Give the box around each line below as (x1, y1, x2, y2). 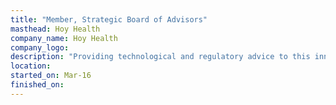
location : (10, 61, 52, 71)
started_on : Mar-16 (10, 71, 92, 81)
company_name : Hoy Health (10, 33, 118, 43)
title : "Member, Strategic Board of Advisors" (10, 14, 208, 25)
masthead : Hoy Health (10, 24, 101, 34)
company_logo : (10, 42, 70, 53)
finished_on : (10, 80, 65, 90)
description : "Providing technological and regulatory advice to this (10, 52, 311, 62)
